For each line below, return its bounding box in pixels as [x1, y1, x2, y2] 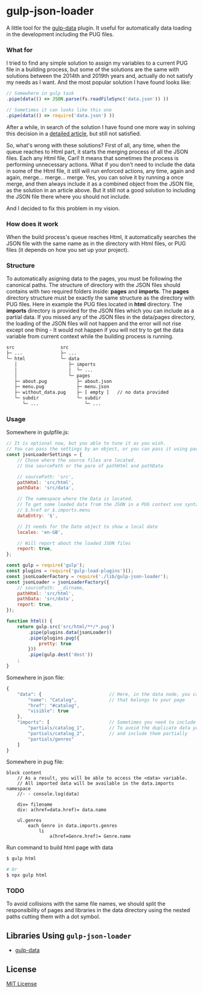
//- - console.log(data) [17, 791, 80, 797]
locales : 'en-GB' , [17, 529, 63, 535]
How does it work [6, 219, 59, 228]
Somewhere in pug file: [6, 758, 64, 765]
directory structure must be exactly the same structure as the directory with [6, 294, 195, 301]
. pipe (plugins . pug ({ [28, 635, 80, 641]
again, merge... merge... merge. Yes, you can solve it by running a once [6, 173, 184, 181]
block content [6, 770, 42, 776]
